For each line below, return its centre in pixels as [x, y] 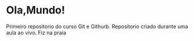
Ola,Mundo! [36, 10]
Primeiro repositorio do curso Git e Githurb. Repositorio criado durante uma [97, 26]
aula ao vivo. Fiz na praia [36, 32]
